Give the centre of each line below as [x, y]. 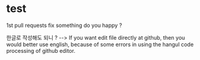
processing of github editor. [41, 50]
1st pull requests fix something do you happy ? [64, 25]
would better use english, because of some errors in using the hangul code [100, 44]
